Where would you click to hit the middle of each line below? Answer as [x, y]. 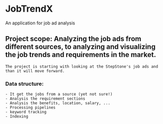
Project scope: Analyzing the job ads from [73, 39]
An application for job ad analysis [40, 23]
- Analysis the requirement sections [45, 99]
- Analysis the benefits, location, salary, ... [58, 103]
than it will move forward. [35, 71]
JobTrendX [29, 9]
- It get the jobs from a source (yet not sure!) [59, 95]
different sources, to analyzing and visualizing [80, 47]
